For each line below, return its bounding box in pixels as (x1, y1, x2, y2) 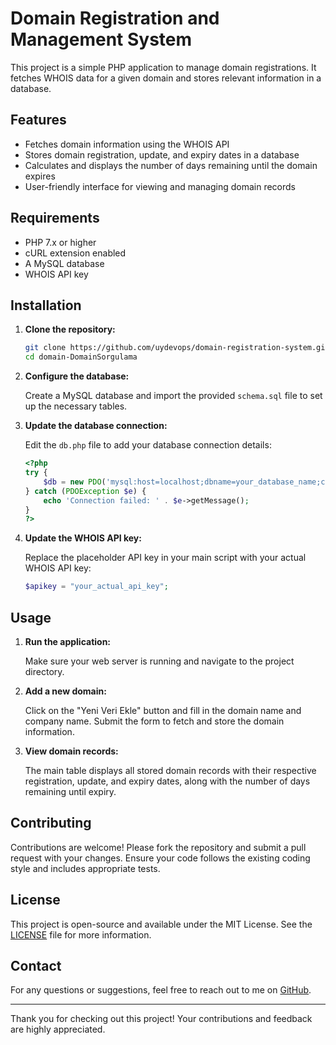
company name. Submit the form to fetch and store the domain (24, 715, 285, 727)
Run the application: (24, 635, 112, 647)
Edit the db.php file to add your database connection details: (24, 439, 272, 451)
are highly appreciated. (10, 1023, 106, 1036)
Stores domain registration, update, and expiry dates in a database (24, 148, 300, 161)
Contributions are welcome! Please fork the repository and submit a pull (10, 841, 307, 853)
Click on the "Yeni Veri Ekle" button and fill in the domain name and (24, 704, 302, 716)
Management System (10, 28, 193, 51)
